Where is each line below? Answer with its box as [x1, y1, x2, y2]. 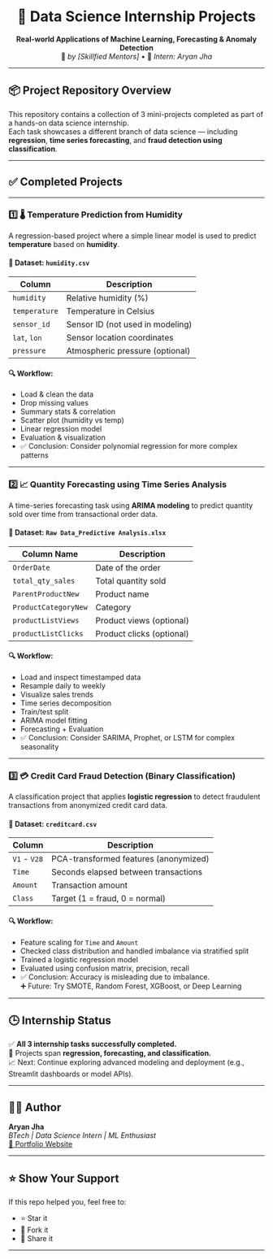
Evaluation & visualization [19, 432, 106, 442]
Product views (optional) [95, 614, 189, 626]
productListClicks [12, 629, 84, 638]
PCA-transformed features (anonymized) [51, 853, 210, 865]
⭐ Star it [19, 1213, 48, 1223]
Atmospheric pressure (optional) [66, 345, 191, 357]
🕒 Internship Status [8, 1014, 112, 1027]
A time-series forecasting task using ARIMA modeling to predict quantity [8, 500, 253, 510]
